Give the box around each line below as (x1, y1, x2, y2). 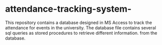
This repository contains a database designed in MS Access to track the (5, 20, 152, 25)
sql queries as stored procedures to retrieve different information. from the (5, 30, 158, 36)
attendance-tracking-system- (5, 3, 132, 15)
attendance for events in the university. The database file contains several (5, 24, 156, 30)
